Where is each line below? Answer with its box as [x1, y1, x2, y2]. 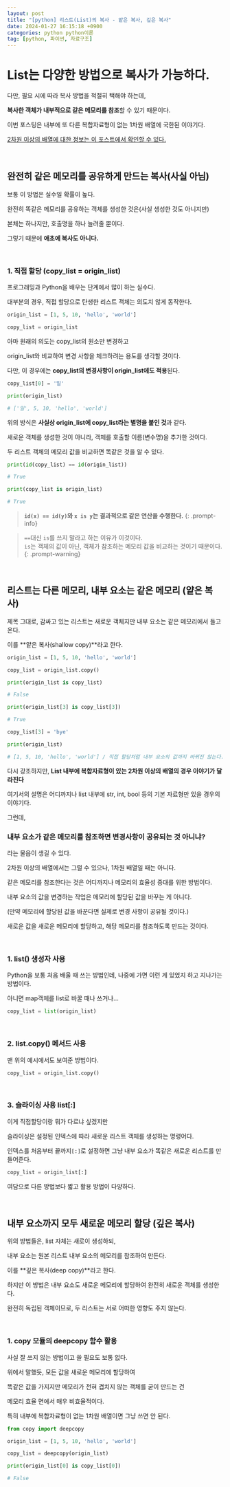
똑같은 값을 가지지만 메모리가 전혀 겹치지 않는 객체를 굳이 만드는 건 [7, 1383, 185, 1391]
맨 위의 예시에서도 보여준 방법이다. [7, 1056, 99, 1064]
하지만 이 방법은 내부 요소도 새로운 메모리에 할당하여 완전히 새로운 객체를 [7, 1281, 201, 1289]
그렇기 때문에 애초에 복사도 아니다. [7, 234, 99, 242]
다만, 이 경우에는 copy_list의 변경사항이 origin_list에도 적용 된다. [7, 366, 181, 375]
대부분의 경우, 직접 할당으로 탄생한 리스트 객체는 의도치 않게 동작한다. [7, 298, 192, 306]
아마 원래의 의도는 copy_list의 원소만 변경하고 [7, 337, 129, 345]
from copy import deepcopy [7, 1425, 84, 1432]
